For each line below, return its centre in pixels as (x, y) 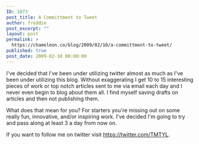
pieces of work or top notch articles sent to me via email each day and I (94, 86)
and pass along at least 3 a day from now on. (62, 122)
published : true (26, 51)
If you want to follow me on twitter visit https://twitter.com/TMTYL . (88, 134)
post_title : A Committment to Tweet (52, 17)
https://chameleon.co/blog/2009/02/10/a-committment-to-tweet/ (92, 45)
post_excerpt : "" (28, 28)
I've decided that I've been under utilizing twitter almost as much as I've (95, 73)
